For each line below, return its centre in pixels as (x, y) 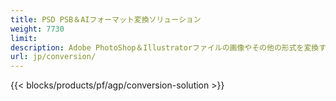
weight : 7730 (37, 29)
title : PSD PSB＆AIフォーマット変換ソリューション (106, 19)
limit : (24, 38)
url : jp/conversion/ (53, 57)
